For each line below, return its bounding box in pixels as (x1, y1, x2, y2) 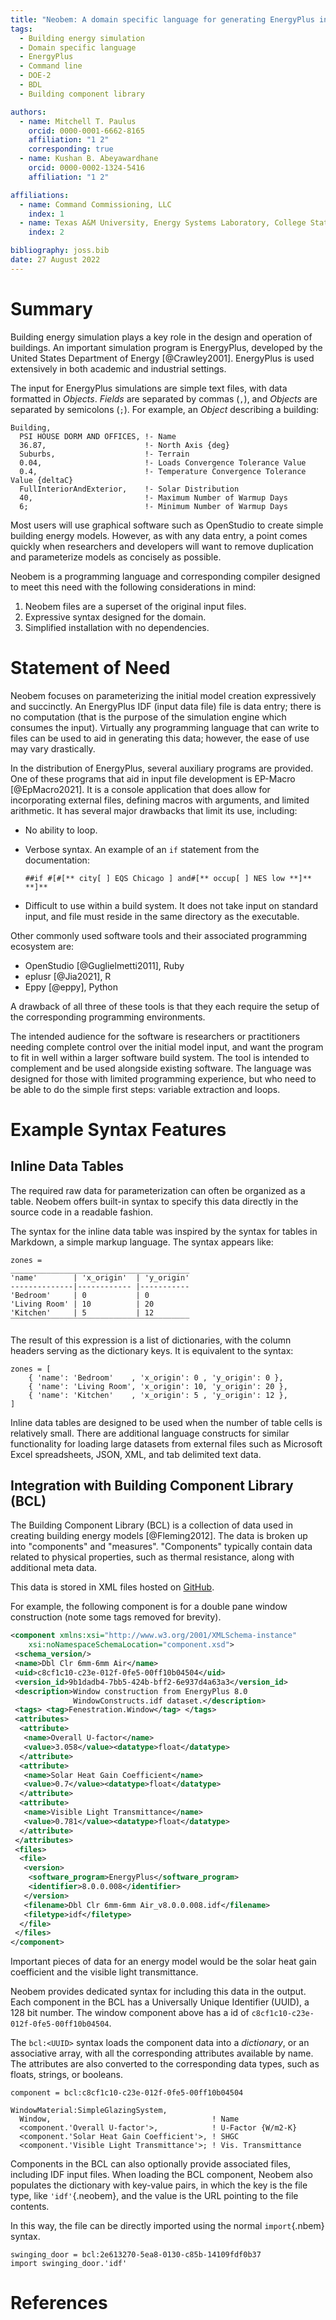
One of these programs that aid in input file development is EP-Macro (10, 772, 296, 785)
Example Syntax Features (10, 1118, 227, 1141)
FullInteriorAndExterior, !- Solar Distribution (19, 484, 240, 494)
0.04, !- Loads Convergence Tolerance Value (19, 457, 307, 468)
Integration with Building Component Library (10, 1477, 294, 1495)
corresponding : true (28, 144, 114, 155)
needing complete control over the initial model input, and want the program (10, 1041, 324, 1053)
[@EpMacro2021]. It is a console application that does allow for (10, 783, 271, 795)
